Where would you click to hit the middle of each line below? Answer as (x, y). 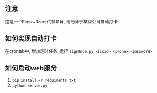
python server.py (30, 86)
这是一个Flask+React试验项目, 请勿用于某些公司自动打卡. (62, 22)
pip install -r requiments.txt (44, 81)
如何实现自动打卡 (31, 38)
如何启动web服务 (31, 68)
